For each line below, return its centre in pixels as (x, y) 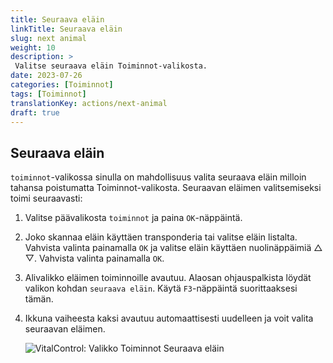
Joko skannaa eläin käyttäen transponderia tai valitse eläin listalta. (161, 237)
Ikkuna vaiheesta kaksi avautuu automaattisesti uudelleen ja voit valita (169, 318)
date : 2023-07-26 (46, 76)
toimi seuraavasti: (46, 198)
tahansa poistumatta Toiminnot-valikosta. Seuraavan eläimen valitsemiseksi (166, 188)
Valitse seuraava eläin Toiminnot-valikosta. (111, 66)
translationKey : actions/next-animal (89, 103)
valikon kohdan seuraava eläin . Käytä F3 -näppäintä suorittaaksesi (161, 288)
